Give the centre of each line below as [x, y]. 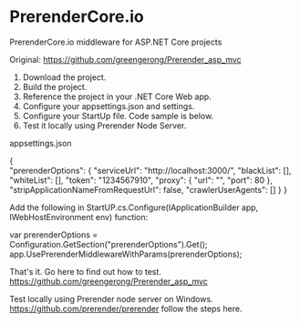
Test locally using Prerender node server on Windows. [111, 298]
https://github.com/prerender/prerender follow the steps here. [126, 308]
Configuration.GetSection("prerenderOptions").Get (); [109, 244]
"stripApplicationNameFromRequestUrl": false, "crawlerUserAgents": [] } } [148, 189]
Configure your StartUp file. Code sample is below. [118, 116]
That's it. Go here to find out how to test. [86, 271]
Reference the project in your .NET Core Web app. [117, 96]
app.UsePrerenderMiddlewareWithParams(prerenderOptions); [126, 254]
